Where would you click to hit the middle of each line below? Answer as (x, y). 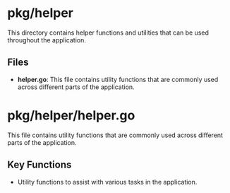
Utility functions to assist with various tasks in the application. (107, 182)
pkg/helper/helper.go (71, 115)
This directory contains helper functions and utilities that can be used (108, 33)
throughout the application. (47, 40)
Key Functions (40, 165)
